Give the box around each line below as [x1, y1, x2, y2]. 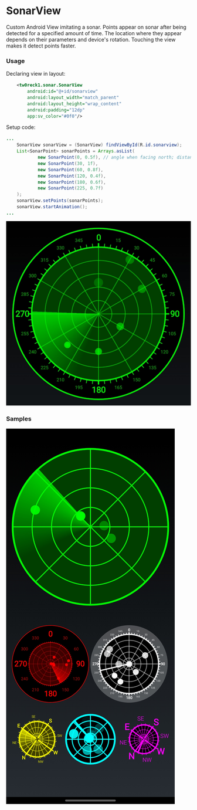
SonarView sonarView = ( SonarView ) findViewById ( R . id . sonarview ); [16, 142, 182, 148]
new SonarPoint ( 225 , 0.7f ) [37, 185, 104, 191]
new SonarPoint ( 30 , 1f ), [37, 160, 98, 167]
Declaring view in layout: [6, 70, 66, 77]
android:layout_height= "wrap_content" [27, 101, 122, 107]
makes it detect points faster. [6, 42, 76, 49]
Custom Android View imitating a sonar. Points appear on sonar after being [6, 23, 186, 30]
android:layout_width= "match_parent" [27, 94, 119, 100]
